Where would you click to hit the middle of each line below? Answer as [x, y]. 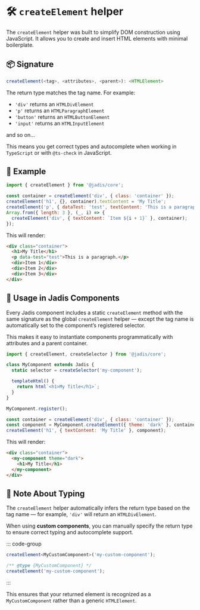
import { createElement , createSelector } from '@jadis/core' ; [86, 354]
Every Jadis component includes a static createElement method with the [95, 312]
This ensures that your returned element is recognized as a [79, 594]
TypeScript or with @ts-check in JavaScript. [59, 152]
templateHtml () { [33, 381]
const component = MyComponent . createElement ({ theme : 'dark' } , [89, 425]
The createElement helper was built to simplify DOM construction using [93, 32]
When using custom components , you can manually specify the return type [99, 526]
